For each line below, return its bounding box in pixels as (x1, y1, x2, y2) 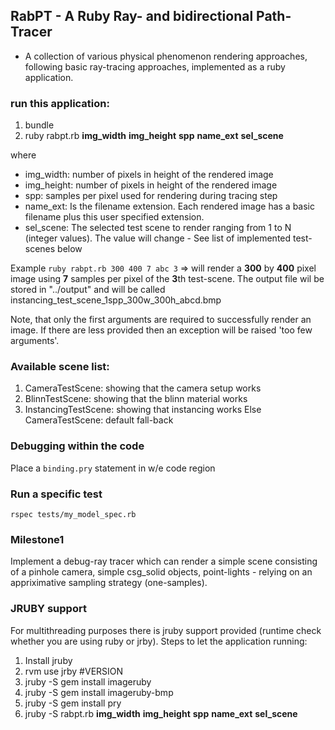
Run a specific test (10, 487, 103, 501)
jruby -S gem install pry (24, 697, 122, 709)
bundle (24, 119, 55, 131)
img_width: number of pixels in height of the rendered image (24, 169, 274, 181)
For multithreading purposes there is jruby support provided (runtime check (10, 624, 322, 636)
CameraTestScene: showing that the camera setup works (24, 382, 262, 394)
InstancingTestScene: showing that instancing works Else (24, 404, 262, 416)
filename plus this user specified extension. (24, 211, 205, 223)
